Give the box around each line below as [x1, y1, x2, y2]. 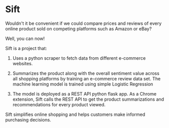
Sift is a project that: [5, 45, 47, 51]
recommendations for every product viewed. [12, 101, 106, 107]
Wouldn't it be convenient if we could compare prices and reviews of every [5, 20, 162, 26]
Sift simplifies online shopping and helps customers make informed [5, 111, 146, 117]
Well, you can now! [5, 35, 45, 41]
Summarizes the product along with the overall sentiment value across [12, 70, 159, 76]
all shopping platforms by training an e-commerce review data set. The [12, 75, 161, 81]
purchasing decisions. [5, 116, 52, 122]
